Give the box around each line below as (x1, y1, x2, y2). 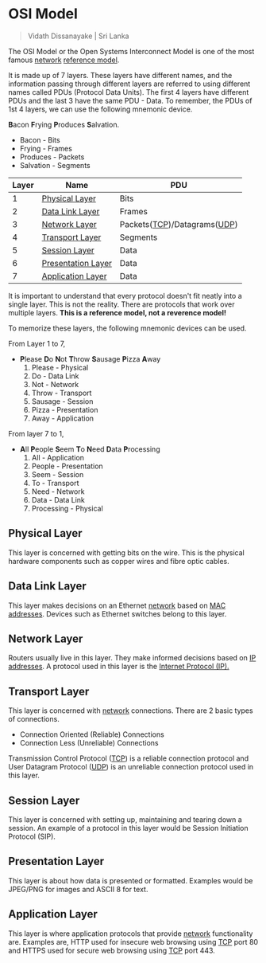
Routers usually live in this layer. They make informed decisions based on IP (8, 653, 256, 663)
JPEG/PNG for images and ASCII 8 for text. (8, 884, 148, 894)
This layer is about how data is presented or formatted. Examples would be (8, 875, 253, 885)
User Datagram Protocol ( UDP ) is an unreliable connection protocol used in (8, 762, 254, 772)
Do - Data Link (31, 371, 79, 381)
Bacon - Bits (19, 135, 61, 144)
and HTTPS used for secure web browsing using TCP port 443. (8, 945, 216, 955)
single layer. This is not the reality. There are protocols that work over (8, 299, 235, 309)
